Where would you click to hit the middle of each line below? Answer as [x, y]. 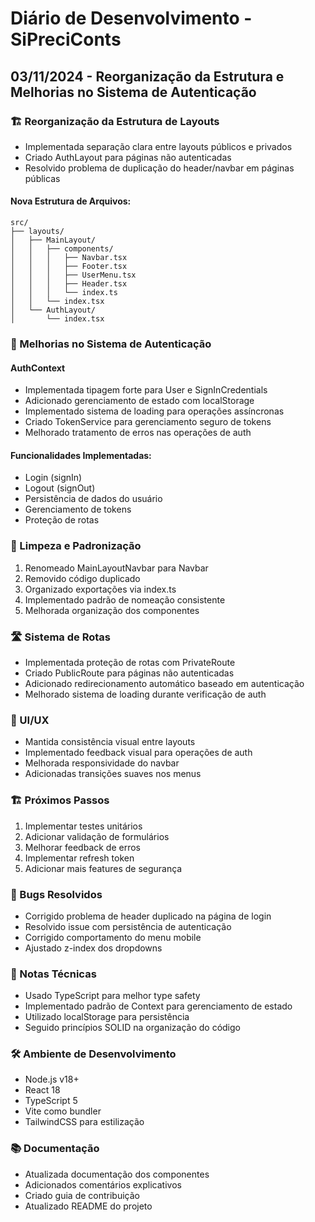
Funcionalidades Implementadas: [81, 455]
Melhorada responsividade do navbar [102, 763]
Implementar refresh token [79, 858]
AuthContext [38, 368]
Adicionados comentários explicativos [103, 1184]
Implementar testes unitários [83, 826]
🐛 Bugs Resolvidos [56, 894]
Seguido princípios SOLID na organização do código [132, 1028]
